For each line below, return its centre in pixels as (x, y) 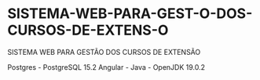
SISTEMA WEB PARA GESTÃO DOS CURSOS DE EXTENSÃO (104, 52)
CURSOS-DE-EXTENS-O (88, 30)
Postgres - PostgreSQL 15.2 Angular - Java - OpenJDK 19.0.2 (106, 67)
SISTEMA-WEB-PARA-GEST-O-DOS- (130, 14)
